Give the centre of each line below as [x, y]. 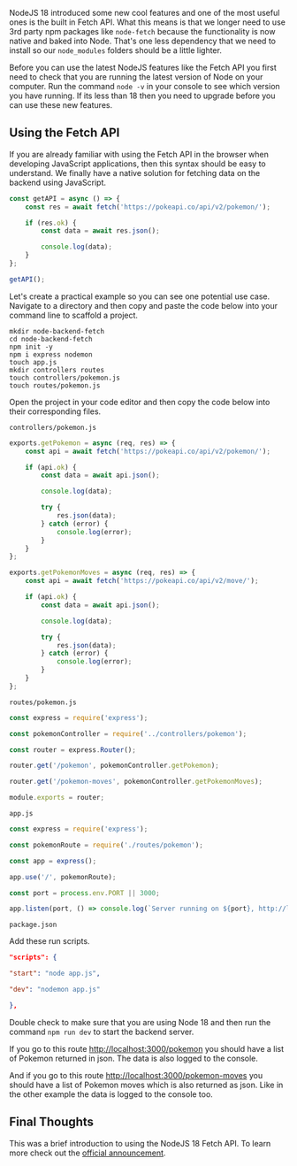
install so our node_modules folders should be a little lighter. [116, 50]
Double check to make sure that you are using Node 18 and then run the [140, 1022]
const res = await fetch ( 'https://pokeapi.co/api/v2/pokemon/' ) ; [148, 207]
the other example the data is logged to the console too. [111, 1094]
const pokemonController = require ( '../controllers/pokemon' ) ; [128, 733]
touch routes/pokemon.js [55, 385]
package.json [33, 925]
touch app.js [33, 362]
